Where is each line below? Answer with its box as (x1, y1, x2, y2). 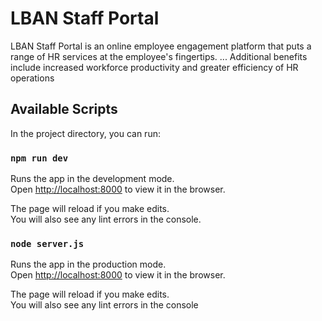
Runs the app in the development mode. (10, 173, 175, 185)
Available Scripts (10, 101, 118, 118)
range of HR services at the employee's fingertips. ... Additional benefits (10, 50, 308, 62)
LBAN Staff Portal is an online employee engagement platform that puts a (10, 40, 312, 52)
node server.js (10, 238, 85, 249)
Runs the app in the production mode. (10, 258, 167, 271)
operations (10, 72, 55, 84)
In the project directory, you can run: (10, 127, 161, 139)
